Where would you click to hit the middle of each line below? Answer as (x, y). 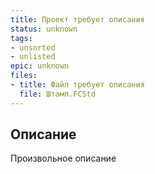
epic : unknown (40, 66)
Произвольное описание (63, 158)
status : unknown (44, 29)
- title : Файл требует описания (77, 85)
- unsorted (33, 47)
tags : (21, 38)
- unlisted (33, 57)
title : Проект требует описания (77, 19)
